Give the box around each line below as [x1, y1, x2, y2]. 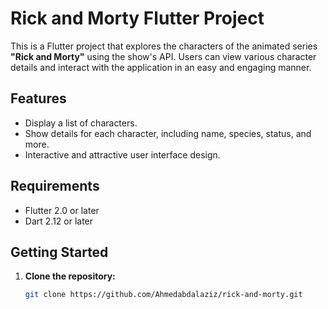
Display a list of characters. [24, 117, 138, 129]
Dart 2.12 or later [24, 215, 94, 227]
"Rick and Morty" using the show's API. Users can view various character [10, 50, 317, 62]
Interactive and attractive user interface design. [24, 148, 221, 161]
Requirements [10, 178, 100, 195]
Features [10, 90, 67, 107]
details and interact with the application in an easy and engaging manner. [10, 61, 312, 73]
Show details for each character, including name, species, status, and [24, 127, 312, 139]
